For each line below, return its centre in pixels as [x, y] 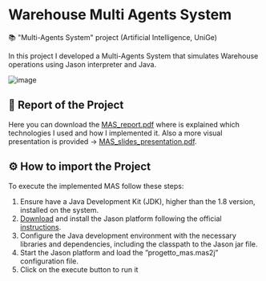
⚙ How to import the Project [79, 167]
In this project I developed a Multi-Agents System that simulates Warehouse [133, 56]
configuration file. [49, 261]
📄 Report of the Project [66, 105]
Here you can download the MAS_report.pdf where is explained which [124, 124]
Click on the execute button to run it [79, 269]
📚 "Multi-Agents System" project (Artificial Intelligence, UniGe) [113, 37]
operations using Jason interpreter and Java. [83, 64]
